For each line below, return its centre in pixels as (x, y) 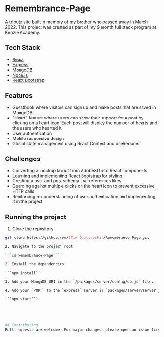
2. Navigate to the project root (39, 247)
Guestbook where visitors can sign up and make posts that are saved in (84, 107)
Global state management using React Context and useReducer (76, 143)
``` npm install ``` (24, 273)
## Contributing (21, 325)
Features (19, 96)
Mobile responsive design (38, 138)
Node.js (20, 75)
